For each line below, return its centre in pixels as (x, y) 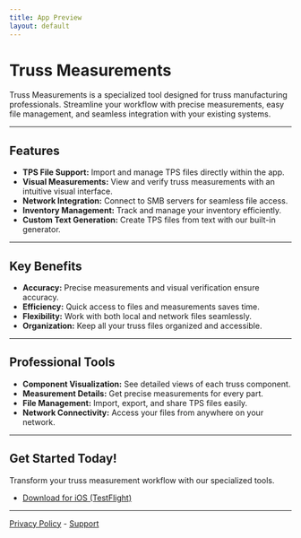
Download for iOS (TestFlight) (77, 498)
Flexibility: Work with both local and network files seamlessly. (137, 317)
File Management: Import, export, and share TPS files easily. (135, 403)
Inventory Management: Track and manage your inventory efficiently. (152, 211)
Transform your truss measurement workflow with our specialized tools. (142, 480)
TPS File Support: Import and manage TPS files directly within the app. (153, 172)
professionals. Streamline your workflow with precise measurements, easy (147, 105)
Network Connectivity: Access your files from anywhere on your (143, 412)
